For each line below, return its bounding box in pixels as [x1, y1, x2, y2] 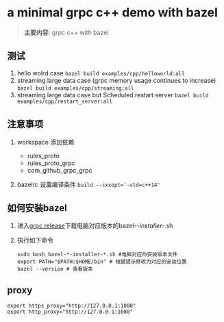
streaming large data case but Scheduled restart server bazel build [16, 90, 209, 99]
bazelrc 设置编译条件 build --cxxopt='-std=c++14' [16, 180, 161, 188]
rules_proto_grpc [27, 159, 75, 167]
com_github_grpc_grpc [27, 166, 92, 174]
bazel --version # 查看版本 [16, 266, 94, 273]
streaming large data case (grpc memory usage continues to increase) [16, 76, 216, 84]
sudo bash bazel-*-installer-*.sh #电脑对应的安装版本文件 [16, 251, 178, 258]
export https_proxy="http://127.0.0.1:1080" [7, 303, 136, 310]
